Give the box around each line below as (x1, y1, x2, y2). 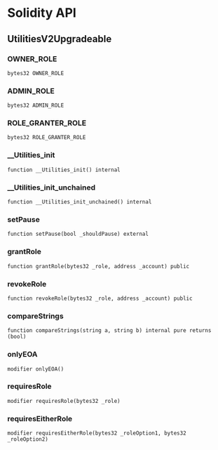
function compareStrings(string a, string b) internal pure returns (7, 327, 212, 334)
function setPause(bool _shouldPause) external (7, 230, 149, 238)
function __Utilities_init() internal (7, 166, 121, 173)
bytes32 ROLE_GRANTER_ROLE (7, 134, 86, 141)
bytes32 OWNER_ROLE (7, 70, 64, 77)
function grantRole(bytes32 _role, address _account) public (7, 263, 190, 270)
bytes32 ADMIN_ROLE (7, 102, 64, 110)
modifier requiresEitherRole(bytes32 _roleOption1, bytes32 (7, 430, 187, 437)
